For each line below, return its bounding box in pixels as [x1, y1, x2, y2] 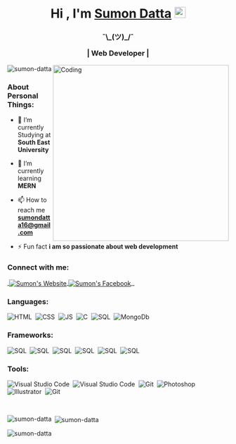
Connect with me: [7, 262, 70, 272]
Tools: [7, 364, 29, 374]
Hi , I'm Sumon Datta [50, 6, 172, 22]
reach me [17, 206, 46, 215]
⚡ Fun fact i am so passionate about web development [17, 242, 178, 251]
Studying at [17, 131, 51, 139]
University [17, 146, 49, 154]
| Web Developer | [86, 49, 150, 58]
